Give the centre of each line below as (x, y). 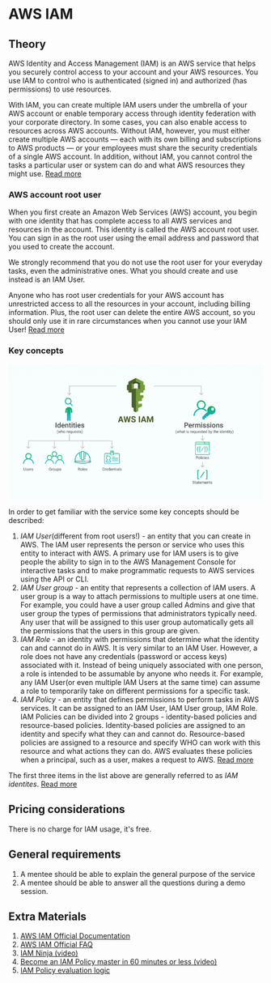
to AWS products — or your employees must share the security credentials (133, 148)
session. (34, 891)
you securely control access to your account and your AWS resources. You (133, 72)
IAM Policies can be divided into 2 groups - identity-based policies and (138, 717)
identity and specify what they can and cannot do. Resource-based (132, 734)
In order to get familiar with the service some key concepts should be (124, 512)
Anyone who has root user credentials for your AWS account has (116, 296)
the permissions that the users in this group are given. (110, 631)
